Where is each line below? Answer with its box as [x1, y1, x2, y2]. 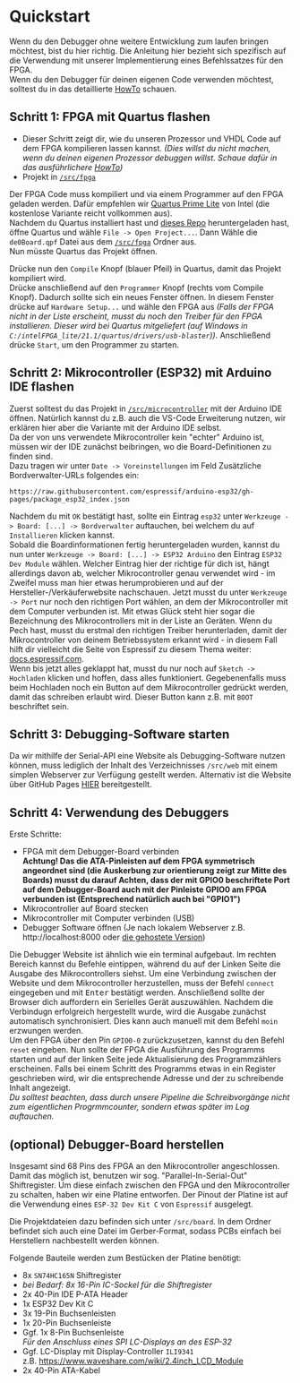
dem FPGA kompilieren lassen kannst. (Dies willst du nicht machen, [21, 142, 271, 153]
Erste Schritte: [9, 829, 62, 839]
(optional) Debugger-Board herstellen [9, 1137, 225, 1152]
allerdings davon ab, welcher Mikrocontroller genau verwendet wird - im [9, 567, 276, 579]
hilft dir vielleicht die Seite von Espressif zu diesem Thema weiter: [9, 643, 253, 655]
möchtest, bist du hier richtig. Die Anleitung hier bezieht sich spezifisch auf [9, 45, 287, 56]
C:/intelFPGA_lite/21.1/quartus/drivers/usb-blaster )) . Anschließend [9, 330, 271, 340]
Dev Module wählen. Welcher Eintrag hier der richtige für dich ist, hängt [9, 558, 270, 569]
